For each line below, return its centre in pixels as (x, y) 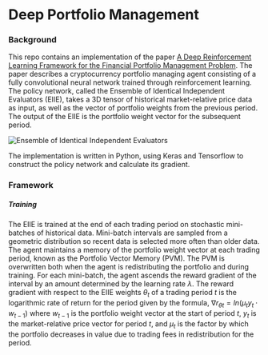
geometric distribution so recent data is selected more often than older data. (134, 241)
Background (33, 40)
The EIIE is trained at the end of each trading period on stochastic (116, 225)
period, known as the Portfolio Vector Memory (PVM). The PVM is (117, 258)
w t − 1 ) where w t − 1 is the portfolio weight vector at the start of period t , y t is (132, 314)
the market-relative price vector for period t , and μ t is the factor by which (129, 324)
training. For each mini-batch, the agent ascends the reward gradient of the (133, 275)
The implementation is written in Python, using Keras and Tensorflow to (126, 156)
